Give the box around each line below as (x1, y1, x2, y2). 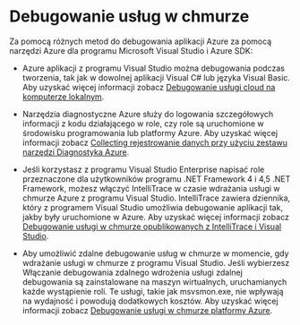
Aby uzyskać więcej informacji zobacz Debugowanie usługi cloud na (21, 81, 276, 92)
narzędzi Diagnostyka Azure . (21, 146, 130, 158)
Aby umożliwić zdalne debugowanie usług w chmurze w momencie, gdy (21, 248, 289, 259)
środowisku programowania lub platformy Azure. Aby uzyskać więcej (21, 127, 279, 138)
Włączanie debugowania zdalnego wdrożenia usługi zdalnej (21, 267, 244, 278)
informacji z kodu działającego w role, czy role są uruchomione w (21, 118, 264, 129)
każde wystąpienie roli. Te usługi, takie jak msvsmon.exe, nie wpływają (21, 286, 284, 296)
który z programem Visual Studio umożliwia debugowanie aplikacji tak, (21, 201, 284, 212)
